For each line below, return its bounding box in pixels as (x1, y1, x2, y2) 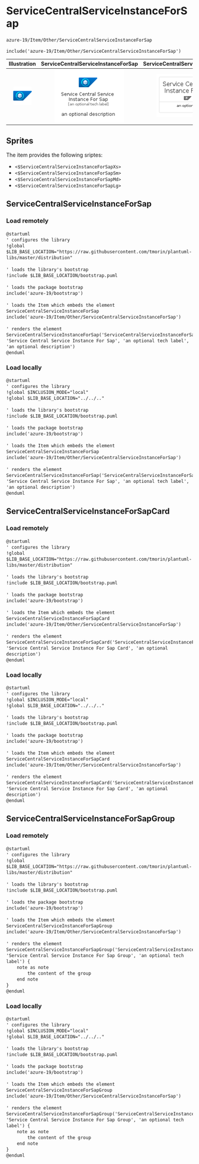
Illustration (8, 61, 37, 68)
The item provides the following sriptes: (6, 151, 103, 158)
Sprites (6, 135, 34, 146)
